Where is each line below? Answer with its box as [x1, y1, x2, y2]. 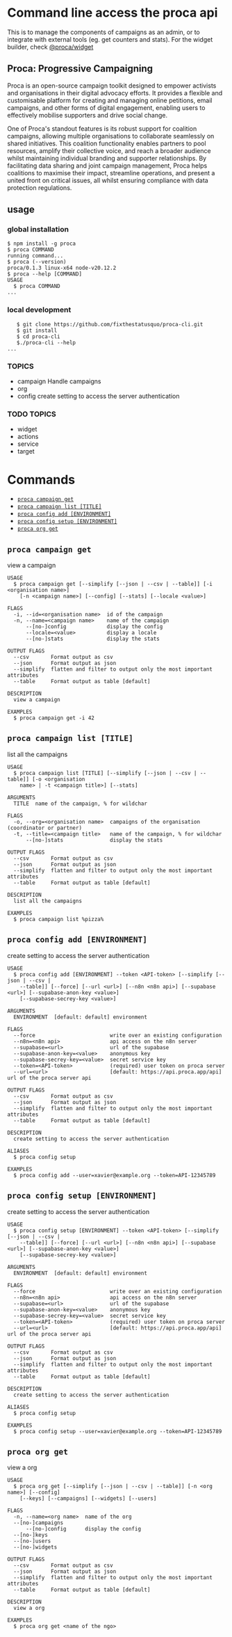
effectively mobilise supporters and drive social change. [7, 111, 168, 119]
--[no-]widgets [13, 1544, 58, 1551]
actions [17, 433, 39, 441]
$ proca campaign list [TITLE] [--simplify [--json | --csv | [13, 769, 197, 776]
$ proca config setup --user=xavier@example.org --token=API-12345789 [13, 1428, 222, 1435]
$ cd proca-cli [16, 333, 60, 340]
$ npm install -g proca [7, 240, 76, 248]
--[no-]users [13, 1538, 51, 1545]
